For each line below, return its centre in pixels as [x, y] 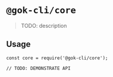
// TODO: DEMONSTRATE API [38, 68]
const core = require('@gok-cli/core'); [57, 58]
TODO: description [44, 25]
